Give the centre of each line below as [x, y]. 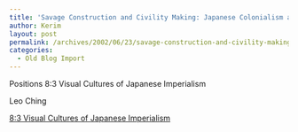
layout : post [33, 34]
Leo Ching [28, 101]
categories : [31, 50]
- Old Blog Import [51, 58]
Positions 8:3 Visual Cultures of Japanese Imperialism [108, 84]
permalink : [29, 42]
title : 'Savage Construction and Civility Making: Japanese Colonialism [146, 17]
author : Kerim [35, 26]
